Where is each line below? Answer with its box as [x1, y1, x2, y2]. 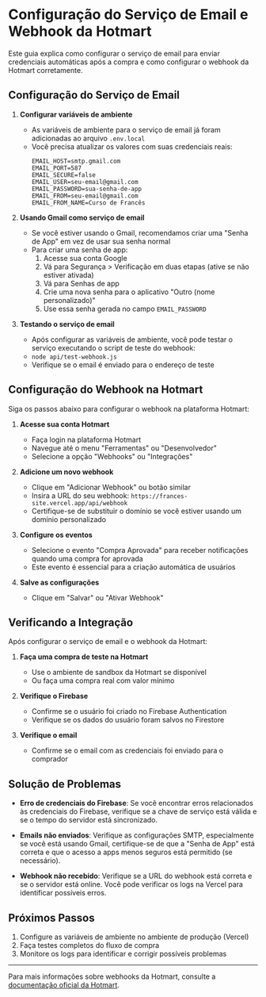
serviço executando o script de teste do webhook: [31, 343, 196, 352]
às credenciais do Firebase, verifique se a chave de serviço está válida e [19, 807, 257, 816]
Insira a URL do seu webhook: [31, 490, 129, 500]
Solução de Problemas [8, 777, 121, 791]
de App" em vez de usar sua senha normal [31, 236, 171, 246]
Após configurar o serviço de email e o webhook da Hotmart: [8, 637, 208, 646]
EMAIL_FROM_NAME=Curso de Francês [31, 198, 146, 207]
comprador [31, 754, 69, 764]
